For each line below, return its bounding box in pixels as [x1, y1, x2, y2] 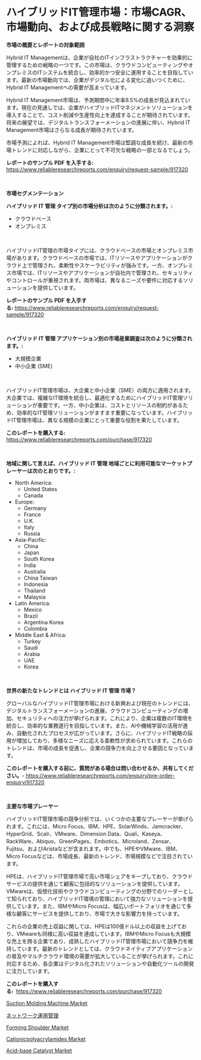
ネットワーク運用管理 [6, 1012, 58, 1019]
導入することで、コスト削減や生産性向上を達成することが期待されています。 [6, 111, 194, 118]
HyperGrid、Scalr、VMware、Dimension [6, 830, 107, 837]
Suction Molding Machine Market [6, 999, 88, 1006]
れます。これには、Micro [6, 822, 67, 830]
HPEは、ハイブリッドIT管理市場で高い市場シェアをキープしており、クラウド [6, 873, 193, 880]
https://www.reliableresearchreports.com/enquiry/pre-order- [26, 772, 175, 779]
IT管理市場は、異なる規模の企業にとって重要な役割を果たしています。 [11, 416, 183, 424]
